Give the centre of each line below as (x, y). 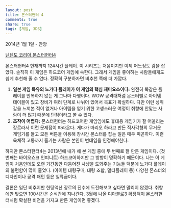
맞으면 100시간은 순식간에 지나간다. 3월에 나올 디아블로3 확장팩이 (80, 194)
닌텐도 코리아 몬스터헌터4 (31, 55)
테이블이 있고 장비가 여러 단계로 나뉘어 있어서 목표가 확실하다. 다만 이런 (83, 102)
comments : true (21, 19)
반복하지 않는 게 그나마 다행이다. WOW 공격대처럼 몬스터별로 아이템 (94, 96)
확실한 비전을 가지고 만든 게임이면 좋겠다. (60, 200)
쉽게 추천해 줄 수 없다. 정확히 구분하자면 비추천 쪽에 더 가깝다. (66, 79)
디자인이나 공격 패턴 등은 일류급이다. (41, 177)
